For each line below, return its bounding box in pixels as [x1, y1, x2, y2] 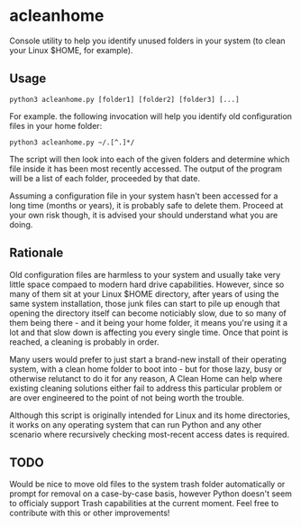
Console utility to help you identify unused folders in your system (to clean [9, 35, 286, 46]
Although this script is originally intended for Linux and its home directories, [9, 410, 290, 421]
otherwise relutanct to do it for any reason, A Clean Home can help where [9, 373, 283, 384]
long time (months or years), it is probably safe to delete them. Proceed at [9, 199, 284, 210]
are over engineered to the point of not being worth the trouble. [9, 392, 245, 402]
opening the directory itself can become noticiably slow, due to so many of [9, 308, 287, 319]
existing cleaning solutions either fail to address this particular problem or [9, 383, 282, 393]
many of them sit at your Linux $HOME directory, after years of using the [9, 288, 279, 299]
